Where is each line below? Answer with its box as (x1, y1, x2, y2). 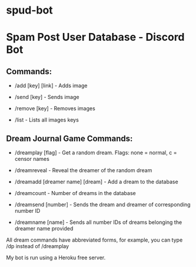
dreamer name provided (14, 225, 74, 232)
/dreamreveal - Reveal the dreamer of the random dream (14, 167, 152, 174)
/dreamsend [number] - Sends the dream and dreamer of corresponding (14, 201, 191, 208)
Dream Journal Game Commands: (6, 133, 133, 143)
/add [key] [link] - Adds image (14, 82, 88, 89)
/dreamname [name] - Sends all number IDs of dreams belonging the (14, 219, 182, 226)
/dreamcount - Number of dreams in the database (14, 190, 137, 196)
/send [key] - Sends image (14, 94, 79, 101)
